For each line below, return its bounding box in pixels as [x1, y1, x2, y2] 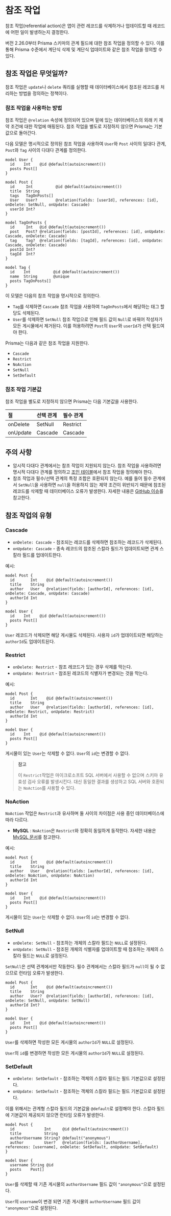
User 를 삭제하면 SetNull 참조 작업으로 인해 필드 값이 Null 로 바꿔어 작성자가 [12, 316, 163, 323]
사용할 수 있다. [46, 785, 76, 791]
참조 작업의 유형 [5, 511, 52, 520]
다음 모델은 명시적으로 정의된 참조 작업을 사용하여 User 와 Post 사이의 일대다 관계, [5, 141, 166, 147]
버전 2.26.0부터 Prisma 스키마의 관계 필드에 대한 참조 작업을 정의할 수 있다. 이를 [5, 39, 165, 46]
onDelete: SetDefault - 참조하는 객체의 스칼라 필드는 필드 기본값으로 [12, 1075, 152, 1082]
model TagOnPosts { [5, 220, 47, 226]
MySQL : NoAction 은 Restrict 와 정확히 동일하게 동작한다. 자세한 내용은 [12, 828, 157, 834]
